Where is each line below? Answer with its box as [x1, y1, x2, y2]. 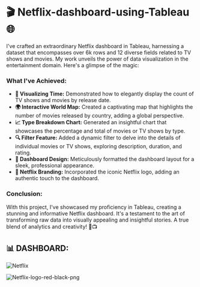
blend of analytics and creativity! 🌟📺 [6, 223, 98, 230]
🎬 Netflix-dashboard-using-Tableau [6, 5, 190, 19]
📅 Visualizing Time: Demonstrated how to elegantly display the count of [14, 90, 194, 97]
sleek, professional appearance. [14, 162, 95, 169]
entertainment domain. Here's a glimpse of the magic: [6, 61, 139, 68]
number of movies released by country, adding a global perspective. [14, 112, 184, 119]
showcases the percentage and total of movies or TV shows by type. [14, 127, 186, 134]
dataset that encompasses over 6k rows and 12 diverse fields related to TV [6, 49, 191, 56]
